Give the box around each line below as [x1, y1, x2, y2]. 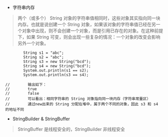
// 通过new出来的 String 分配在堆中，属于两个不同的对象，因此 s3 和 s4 [5, 102, 158, 107]
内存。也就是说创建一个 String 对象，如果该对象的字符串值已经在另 [17, 22, 156, 27]
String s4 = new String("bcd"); [23, 63, 92, 68]
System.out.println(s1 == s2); [23, 68, 89, 73]
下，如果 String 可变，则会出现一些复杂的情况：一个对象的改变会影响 [17, 34, 160, 40]
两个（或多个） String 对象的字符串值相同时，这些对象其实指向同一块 [17, 15, 160, 21]
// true [5, 87, 37, 92]
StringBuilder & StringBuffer [12, 116, 70, 122]
